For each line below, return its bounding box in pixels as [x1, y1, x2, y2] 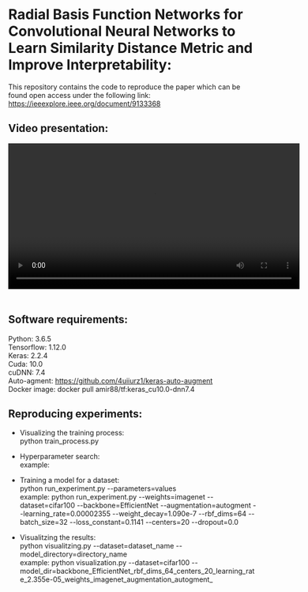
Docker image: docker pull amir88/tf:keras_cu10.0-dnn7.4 [8, 384, 195, 394]
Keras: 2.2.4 [8, 350, 48, 360]
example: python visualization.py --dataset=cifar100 [19, 558, 190, 567]
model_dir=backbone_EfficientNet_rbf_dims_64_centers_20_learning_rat [19, 567, 255, 576]
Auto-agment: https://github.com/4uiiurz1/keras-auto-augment [8, 375, 213, 385]
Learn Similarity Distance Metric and [8, 40, 254, 57]
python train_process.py [19, 436, 100, 446]
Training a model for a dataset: [19, 476, 120, 485]
